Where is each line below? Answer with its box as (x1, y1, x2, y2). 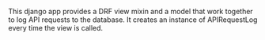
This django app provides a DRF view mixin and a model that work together (8, 7, 253, 16)
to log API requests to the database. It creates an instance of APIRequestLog (8, 15, 258, 24)
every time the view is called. (8, 24, 104, 32)
